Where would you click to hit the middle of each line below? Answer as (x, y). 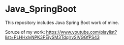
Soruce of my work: (25, 32)
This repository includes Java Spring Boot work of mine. (62, 22)
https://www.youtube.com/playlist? (81, 32)
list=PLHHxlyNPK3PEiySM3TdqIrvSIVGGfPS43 (52, 37)
